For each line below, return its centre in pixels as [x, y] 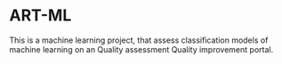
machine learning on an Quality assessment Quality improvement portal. [141, 49]
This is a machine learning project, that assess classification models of [139, 40]
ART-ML [40, 16]
